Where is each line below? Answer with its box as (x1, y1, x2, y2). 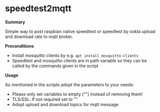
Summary (5, 19, 25, 25)
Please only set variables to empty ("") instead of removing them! (12, 91, 143, 97)
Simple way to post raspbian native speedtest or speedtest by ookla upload (5, 28, 156, 34)
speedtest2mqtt (5, 3, 72, 14)
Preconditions (5, 43, 34, 49)
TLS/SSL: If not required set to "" (12, 96, 78, 102)
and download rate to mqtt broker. (5, 34, 73, 39)
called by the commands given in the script (12, 63, 98, 69)
